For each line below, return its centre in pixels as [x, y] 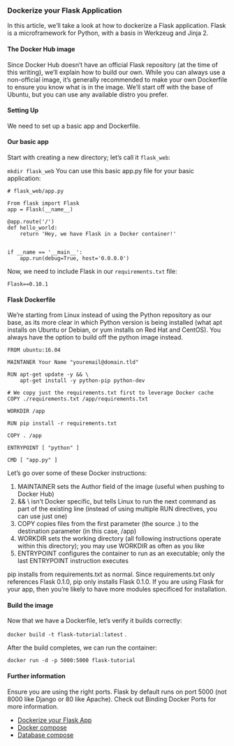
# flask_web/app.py [36, 191]
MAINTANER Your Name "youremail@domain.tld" [73, 363]
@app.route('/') [31, 221]
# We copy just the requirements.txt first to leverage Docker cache [111, 393]
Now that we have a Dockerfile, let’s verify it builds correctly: [95, 621]
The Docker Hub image [41, 49]
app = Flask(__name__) [40, 209]
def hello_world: [32, 228]
